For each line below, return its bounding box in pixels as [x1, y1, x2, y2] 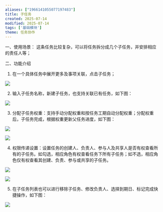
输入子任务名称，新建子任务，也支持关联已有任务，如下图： [12, 91, 133, 96]
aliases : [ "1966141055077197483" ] [5, 7, 76, 12]
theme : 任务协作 [5, 30, 35, 35]
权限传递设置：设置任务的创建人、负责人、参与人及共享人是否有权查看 [12, 145, 154, 151]
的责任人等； [5, 50, 31, 56]
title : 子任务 [5, 12, 32, 17]
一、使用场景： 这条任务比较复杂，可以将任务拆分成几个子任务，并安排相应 [5, 44, 157, 49]
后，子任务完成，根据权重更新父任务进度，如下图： [12, 116, 116, 122]
